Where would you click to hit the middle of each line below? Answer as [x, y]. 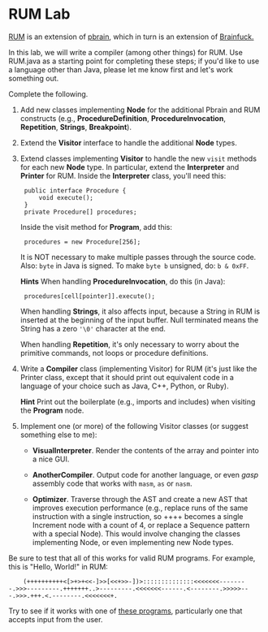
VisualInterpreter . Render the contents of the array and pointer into [146, 450]
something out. [34, 78]
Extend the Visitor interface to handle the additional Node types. [128, 142]
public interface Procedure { [75, 190]
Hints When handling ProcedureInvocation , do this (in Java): [123, 281]
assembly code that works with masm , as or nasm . [112, 483]
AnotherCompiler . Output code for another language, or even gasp [145, 474]
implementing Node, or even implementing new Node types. [133, 542]
